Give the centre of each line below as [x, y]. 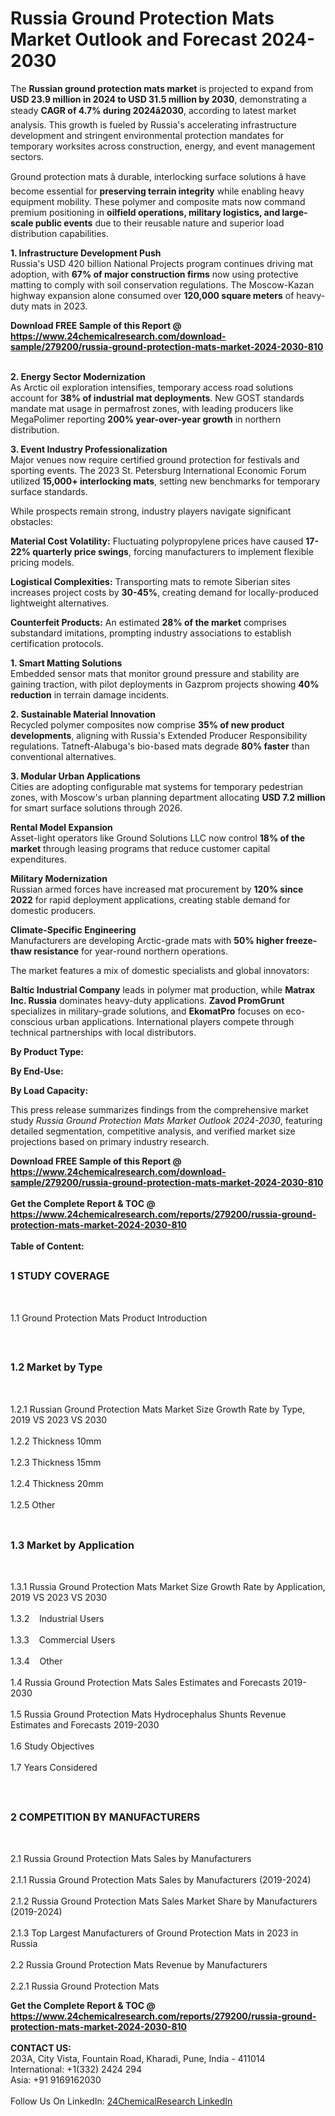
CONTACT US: [41, 2048]
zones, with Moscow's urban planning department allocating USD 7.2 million [168, 797]
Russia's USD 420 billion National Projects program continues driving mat [162, 263]
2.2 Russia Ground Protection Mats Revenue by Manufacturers [139, 1965]
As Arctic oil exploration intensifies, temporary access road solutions [152, 387]
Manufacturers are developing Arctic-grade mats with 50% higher [147, 940]
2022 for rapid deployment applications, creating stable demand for [150, 899]
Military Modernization [59, 878]
